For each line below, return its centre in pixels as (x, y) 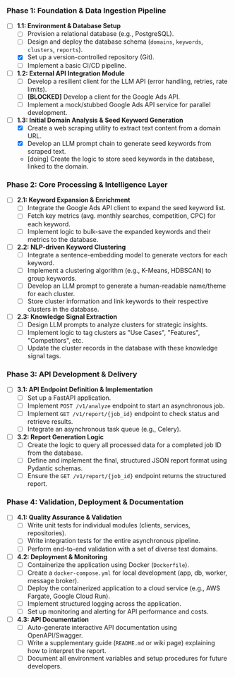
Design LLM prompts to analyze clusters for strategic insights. (117, 324)
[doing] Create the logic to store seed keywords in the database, (121, 159)
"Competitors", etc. (55, 341)
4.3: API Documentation (53, 619)
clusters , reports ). (55, 50)
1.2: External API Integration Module (71, 73)
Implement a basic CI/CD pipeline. (77, 65)
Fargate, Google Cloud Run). (69, 596)
